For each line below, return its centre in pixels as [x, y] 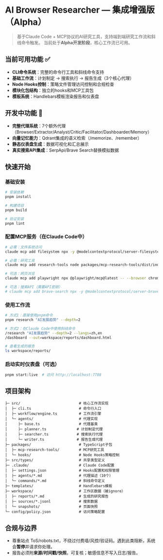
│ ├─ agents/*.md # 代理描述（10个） [59, 476]
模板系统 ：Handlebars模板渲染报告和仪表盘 [56, 96]
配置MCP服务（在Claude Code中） [46, 237]
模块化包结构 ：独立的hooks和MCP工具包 [53, 90]
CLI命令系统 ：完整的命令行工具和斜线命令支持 [58, 72]
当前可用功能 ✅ [28, 60]
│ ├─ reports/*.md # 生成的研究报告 [57, 496]
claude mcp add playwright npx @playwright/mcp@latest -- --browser [76, 278]
